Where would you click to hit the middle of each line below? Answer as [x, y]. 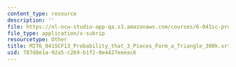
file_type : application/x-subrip [56, 33]
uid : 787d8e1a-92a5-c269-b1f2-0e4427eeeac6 [72, 53]
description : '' [31, 20]
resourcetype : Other [38, 40]
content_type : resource [42, 14]
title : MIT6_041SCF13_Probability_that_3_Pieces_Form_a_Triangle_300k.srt [119, 46]
